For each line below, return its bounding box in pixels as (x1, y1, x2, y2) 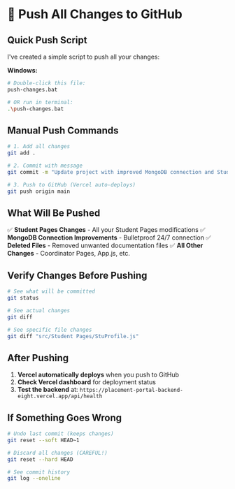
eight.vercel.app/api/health (17, 393, 103, 400)
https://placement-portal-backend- (79, 387, 183, 394)
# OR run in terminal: (7, 98, 73, 105)
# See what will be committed (7, 288, 96, 295)
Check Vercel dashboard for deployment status (17, 378, 156, 386)
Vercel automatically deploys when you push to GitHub (17, 370, 180, 379)
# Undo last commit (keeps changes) (7, 430, 114, 437)
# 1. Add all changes (7, 143, 71, 150)
